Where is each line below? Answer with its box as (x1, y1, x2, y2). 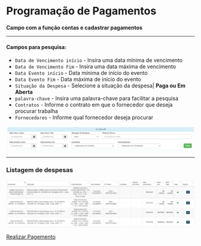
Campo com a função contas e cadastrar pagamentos (6, 24, 142, 31)
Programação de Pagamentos (6, 4, 157, 18)
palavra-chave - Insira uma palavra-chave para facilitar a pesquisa (14, 95, 178, 102)
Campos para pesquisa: (6, 43, 67, 50)
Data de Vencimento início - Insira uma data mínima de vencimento (14, 57, 183, 64)
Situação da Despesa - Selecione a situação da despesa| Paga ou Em (14, 82, 185, 89)
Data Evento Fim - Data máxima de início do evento (14, 76, 142, 83)
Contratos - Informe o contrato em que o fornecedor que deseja (14, 101, 173, 108)
